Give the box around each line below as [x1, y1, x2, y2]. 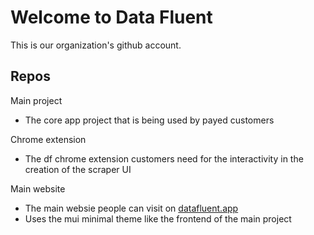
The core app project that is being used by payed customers [24, 114, 275, 126]
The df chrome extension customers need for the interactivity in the [24, 152, 304, 165]
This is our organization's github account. [10, 39, 182, 51]
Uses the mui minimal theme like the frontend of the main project [24, 212, 292, 225]
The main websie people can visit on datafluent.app [24, 202, 239, 214]
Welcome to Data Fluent [10, 6, 213, 29]
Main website [10, 182, 66, 195]
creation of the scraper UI [24, 163, 132, 175]
